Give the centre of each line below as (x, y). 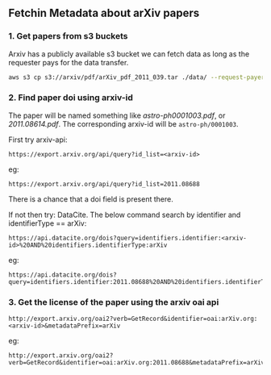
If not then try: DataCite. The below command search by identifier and (125, 215)
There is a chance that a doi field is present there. (91, 199)
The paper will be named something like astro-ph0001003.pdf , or (117, 115)
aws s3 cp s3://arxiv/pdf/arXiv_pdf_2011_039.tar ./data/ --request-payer (137, 77)
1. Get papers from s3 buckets (68, 36)
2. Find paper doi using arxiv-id (71, 98)
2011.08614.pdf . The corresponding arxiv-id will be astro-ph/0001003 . (123, 123)
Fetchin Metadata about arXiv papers (104, 13)
